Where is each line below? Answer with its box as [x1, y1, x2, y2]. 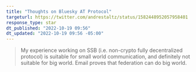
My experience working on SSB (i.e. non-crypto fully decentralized [20, 47, 183, 54]
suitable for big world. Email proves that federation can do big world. [20, 60, 187, 67]
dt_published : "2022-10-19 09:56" [6, 25, 91, 31]
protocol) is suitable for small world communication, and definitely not [20, 53, 190, 60]
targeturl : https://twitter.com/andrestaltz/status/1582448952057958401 [6, 14, 188, 20]
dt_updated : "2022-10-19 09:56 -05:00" [6, 31, 104, 37]
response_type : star [6, 19, 57, 25]
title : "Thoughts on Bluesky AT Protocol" [6, 8, 112, 15]
